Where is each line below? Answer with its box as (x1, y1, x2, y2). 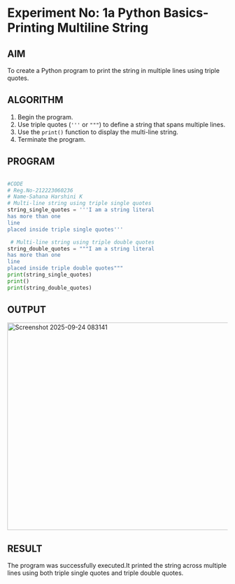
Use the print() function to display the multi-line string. (17, 128, 178, 136)
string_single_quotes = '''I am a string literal (7, 206, 155, 213)
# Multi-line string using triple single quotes (7, 200, 152, 207)
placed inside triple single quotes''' (7, 226, 124, 233)
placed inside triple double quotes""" (7, 265, 124, 272)
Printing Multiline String (7, 20, 149, 36)
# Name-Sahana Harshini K (7, 193, 83, 201)
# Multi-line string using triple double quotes (10, 239, 155, 246)
